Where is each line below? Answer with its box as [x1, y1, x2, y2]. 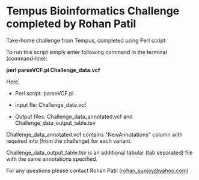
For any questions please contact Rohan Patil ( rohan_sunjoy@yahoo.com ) [6, 167, 189, 174]
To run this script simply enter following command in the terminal [6, 48, 167, 55]
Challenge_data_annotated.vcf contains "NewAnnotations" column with [6, 131, 183, 138]
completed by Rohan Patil [6, 17, 136, 31]
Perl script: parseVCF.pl [14, 89, 74, 97]
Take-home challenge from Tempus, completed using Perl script [6, 37, 166, 44]
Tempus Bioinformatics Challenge [6, 4, 180, 18]
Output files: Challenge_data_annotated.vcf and [14, 113, 133, 120]
